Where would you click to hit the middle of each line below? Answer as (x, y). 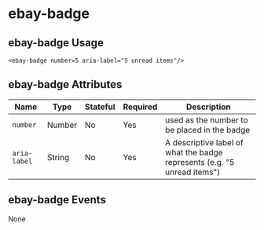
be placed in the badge (207, 130)
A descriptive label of (204, 142)
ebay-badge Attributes (65, 84)
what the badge (194, 152)
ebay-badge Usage (56, 43)
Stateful (100, 107)
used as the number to (207, 120)
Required (140, 107)
